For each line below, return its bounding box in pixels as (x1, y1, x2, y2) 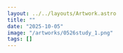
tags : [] (7, 36, 33, 43)
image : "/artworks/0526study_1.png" (7, 29, 113, 36)
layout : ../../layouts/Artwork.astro (7, 10, 117, 17)
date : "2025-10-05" (7, 23, 64, 30)
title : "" (7, 17, 36, 23)
